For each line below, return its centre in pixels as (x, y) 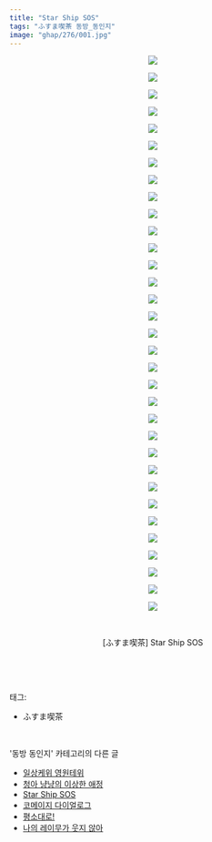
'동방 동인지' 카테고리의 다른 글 (64, 754)
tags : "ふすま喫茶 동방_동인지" (62, 26)
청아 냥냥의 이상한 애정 (63, 785)
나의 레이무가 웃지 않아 (63, 828)
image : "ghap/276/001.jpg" (61, 35)
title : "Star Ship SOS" (55, 18)
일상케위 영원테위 (53, 773)
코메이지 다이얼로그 (57, 806)
